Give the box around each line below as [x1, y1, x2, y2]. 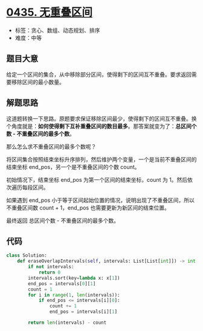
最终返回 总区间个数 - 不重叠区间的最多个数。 [6, 217, 120, 224]
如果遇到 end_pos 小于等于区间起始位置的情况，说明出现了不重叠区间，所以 [6, 196, 195, 204]
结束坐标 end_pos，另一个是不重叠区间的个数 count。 [6, 163, 140, 170]
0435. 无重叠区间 [6, 5, 92, 19]
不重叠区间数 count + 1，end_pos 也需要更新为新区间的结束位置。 [6, 204, 170, 211]
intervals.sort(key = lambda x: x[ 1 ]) [28, 275, 120, 281]
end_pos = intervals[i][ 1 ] [49, 309, 118, 315]
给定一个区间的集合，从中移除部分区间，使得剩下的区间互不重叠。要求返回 [6, 71, 192, 78]
